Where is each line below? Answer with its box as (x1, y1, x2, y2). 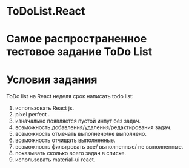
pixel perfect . (15, 111, 50, 118)
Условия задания (6, 73, 98, 86)
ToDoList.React (6, 4, 85, 18)
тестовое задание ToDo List (6, 45, 153, 59)
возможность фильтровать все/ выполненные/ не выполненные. (15, 143, 184, 150)
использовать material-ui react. (15, 156, 96, 163)
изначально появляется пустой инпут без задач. (15, 117, 141, 125)
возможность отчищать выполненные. (15, 136, 116, 144)
